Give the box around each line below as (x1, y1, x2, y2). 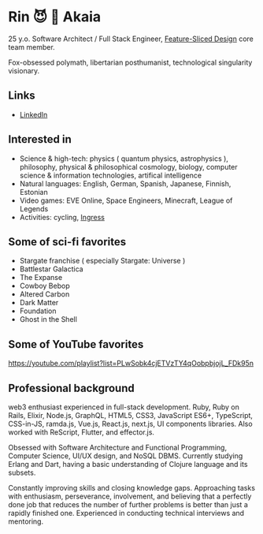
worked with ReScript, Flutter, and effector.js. (8, 428, 155, 437)
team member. (8, 42, 55, 51)
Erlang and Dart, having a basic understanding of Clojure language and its (8, 460, 248, 469)
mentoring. (8, 517, 44, 526)
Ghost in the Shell (19, 315, 77, 324)
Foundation (19, 306, 57, 316)
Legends (19, 204, 49, 213)
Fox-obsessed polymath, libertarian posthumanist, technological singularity (8, 58, 253, 67)
